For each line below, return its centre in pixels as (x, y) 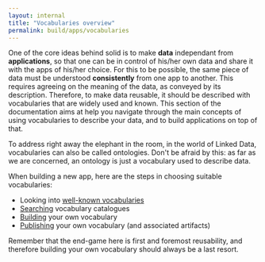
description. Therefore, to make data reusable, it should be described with (129, 95)
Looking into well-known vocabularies (82, 200)
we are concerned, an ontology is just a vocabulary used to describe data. (130, 161)
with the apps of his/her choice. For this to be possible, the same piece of (129, 70)
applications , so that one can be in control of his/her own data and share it (131, 61)
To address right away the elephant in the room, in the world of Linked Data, (132, 144)
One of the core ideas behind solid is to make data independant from (121, 53)
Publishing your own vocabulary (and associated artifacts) (115, 225)
